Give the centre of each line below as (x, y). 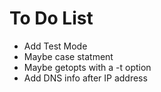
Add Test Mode (55, 46)
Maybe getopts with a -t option (87, 67)
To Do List (51, 18)
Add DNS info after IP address (85, 78)
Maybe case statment (68, 56)
